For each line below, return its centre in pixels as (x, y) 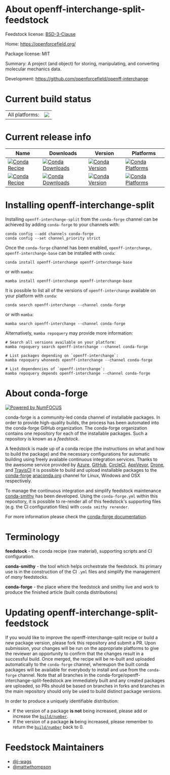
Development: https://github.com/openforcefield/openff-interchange (77, 78)
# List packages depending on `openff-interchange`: (62, 355)
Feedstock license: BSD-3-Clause (40, 34)
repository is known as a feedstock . (42, 438)
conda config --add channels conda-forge (50, 234)
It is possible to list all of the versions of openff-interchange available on (80, 290)
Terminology (32, 537)
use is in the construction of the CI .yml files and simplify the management (83, 572)
